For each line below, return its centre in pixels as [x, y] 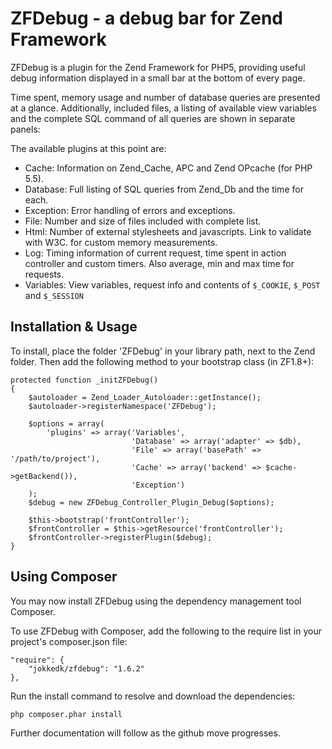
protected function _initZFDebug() [84, 380]
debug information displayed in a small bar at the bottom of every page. [158, 78]
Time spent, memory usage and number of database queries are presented [165, 97]
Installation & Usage [74, 327]
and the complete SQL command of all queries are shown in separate [153, 118]
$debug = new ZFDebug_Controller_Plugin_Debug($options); [151, 502]
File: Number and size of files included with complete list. [143, 221]
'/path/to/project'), [55, 458]
